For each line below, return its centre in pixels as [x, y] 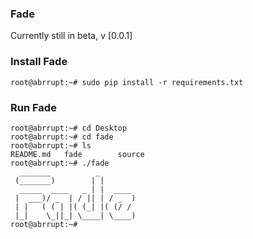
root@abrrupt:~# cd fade [62, 137]
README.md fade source [77, 154]
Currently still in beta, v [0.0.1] [71, 36]
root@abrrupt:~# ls [51, 145]
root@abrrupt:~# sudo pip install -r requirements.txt [127, 82]
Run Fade [33, 107]
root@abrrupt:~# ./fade [60, 163]
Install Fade [39, 62]
